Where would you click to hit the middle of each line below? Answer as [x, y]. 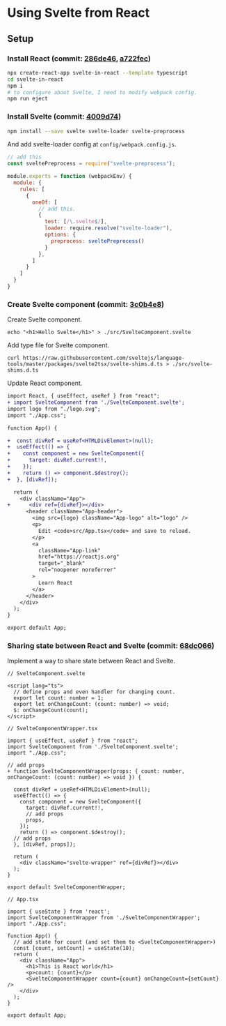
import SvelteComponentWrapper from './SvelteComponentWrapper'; [104, 918]
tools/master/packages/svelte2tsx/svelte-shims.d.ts [85, 364]
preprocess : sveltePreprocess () [98, 241]
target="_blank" [62, 564]
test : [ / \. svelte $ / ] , [76, 222]
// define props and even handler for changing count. [95, 692]
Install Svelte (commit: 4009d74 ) [64, 116]
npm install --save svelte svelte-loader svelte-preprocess [96, 131]
